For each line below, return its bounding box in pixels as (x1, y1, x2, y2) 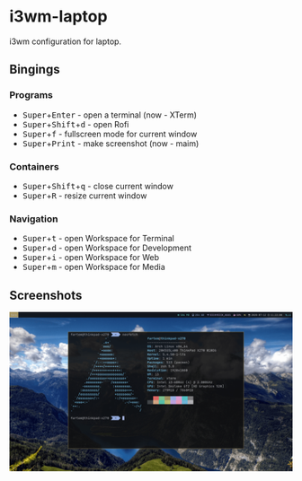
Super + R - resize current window (22, 190, 147, 201)
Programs (9, 89, 54, 101)
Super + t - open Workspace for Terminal (22, 233, 175, 244)
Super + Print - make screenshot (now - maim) (22, 137, 200, 149)
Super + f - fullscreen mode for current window (22, 128, 198, 139)
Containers (9, 160, 60, 172)
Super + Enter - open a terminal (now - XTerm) (22, 109, 198, 120)
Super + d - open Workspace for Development (22, 242, 191, 253)
